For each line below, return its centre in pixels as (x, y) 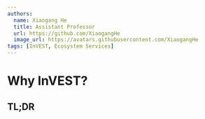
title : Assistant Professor (55, 27)
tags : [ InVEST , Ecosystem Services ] (61, 46)
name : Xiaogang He (41, 20)
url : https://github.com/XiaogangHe (67, 33)
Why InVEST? (48, 81)
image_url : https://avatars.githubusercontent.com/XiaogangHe (106, 40)
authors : (20, 14)
